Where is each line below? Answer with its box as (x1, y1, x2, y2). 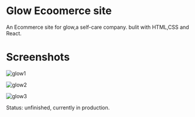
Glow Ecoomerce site (6, 4, 112, 18)
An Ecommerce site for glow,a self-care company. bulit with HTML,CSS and (6, 24, 190, 31)
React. (6, 29, 22, 36)
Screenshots (6, 51, 70, 64)
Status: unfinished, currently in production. (6, 104, 110, 111)
